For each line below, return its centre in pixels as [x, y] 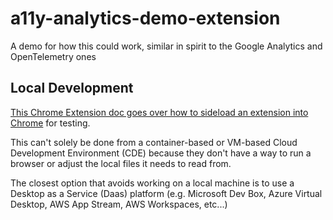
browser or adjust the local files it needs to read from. [121, 163]
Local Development [72, 88]
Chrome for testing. [50, 123]
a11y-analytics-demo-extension [145, 18]
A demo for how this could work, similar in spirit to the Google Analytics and [166, 46]
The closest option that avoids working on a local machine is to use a [152, 183]
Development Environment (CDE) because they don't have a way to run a [161, 153]
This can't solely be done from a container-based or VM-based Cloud [154, 142]
